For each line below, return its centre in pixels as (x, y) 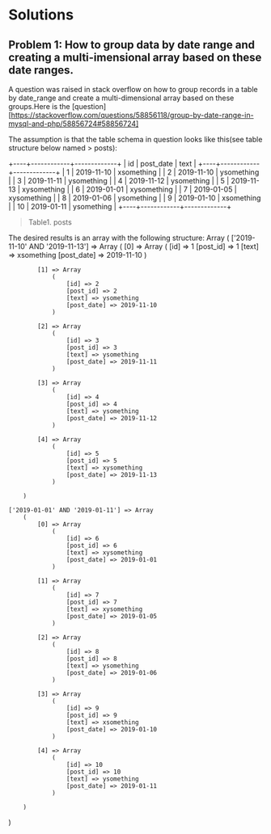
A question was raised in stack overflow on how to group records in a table (133, 89)
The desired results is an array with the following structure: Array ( (119, 238)
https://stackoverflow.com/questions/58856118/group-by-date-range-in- (132, 115)
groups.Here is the (39, 106)
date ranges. (41, 70)
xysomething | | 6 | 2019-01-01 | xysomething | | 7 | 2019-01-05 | (129, 189)
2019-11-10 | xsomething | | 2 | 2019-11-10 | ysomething (167, 172)
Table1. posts (50, 222)
